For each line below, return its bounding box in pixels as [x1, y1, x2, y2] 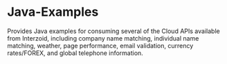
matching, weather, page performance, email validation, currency [7, 41, 194, 50]
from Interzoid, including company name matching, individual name [7, 34, 199, 42]
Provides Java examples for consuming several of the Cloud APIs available [7, 27, 220, 35]
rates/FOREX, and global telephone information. [7, 49, 143, 57]
